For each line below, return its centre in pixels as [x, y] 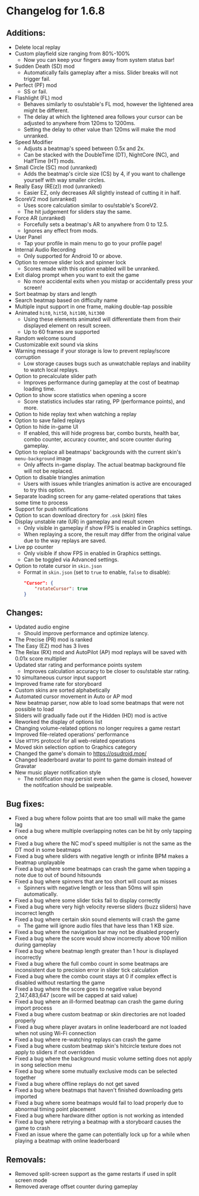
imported [26, 1097]
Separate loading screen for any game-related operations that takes [98, 496]
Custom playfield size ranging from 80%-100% [72, 54]
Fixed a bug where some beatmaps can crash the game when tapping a [102, 869]
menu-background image [43, 458]
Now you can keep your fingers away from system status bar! [99, 60]
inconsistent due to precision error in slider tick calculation [86, 970]
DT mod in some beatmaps [48, 850]
